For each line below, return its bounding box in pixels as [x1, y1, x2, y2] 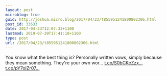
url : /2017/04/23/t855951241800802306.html [5, 41, 100, 46]
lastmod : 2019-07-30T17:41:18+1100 [5, 31, 81, 36]
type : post [5, 36, 29, 41]
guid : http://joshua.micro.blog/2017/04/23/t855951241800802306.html [5, 17, 157, 22]
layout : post [5, 7, 33, 13]
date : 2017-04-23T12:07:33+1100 [5, 26, 74, 31]
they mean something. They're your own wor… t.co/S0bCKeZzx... [5, 59, 143, 66]
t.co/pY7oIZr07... [5, 65, 40, 71]
